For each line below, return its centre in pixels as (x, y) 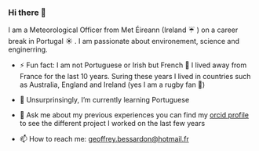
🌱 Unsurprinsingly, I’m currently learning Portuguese (104, 100)
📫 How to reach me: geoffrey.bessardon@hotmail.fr (104, 139)
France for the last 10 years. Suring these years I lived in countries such (135, 77)
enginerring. (28, 49)
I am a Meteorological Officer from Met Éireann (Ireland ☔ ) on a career (123, 30)
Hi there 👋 (27, 13)
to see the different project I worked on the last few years (112, 124)
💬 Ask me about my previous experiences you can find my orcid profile (134, 115)
